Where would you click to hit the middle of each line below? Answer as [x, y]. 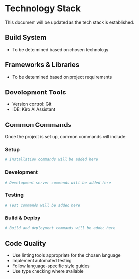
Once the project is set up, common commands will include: [66, 137]
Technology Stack [43, 9]
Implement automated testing [42, 260]
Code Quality [26, 243]
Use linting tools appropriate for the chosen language [66, 255]
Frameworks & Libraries [42, 65]
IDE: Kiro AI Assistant [34, 109]
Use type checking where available [48, 271]
